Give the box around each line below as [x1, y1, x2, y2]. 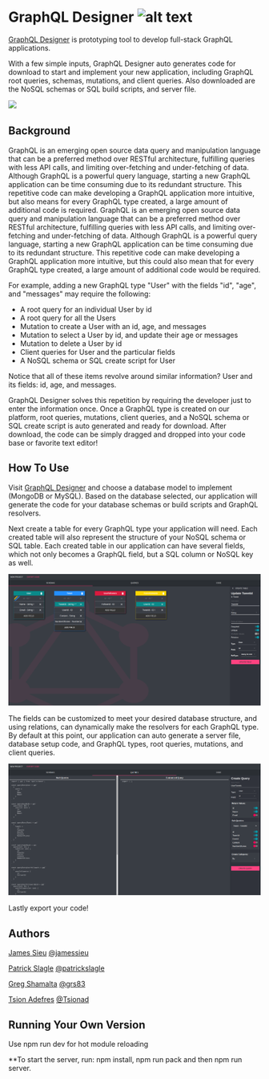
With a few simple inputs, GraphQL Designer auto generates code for [8, 59, 236, 68]
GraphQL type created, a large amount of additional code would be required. [8, 265, 261, 275]
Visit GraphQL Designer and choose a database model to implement [8, 482, 233, 492]
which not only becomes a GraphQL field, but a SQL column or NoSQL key [8, 549, 254, 559]
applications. [8, 43, 50, 52]
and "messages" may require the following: [8, 289, 151, 299]
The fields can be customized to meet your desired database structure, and [8, 713, 258, 723]
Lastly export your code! [8, 903, 90, 913]
